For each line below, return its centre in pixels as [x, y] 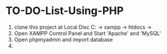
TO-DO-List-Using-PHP [65, 11]
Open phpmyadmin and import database [63, 39]
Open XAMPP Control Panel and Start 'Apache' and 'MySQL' [87, 33]
